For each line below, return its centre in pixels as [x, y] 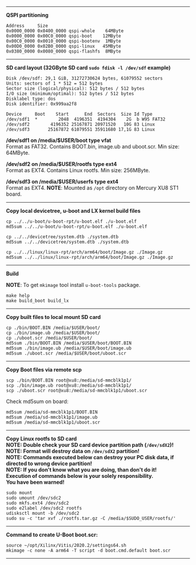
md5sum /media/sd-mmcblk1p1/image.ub [52, 417]
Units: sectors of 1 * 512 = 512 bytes [55, 84]
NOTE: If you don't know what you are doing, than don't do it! [81, 470]
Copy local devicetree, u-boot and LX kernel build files [73, 211]
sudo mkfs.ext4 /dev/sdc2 [37, 503]
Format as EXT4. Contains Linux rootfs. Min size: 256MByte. [78, 170]
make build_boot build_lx [37, 301]
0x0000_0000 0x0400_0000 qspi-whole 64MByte [65, 31]
